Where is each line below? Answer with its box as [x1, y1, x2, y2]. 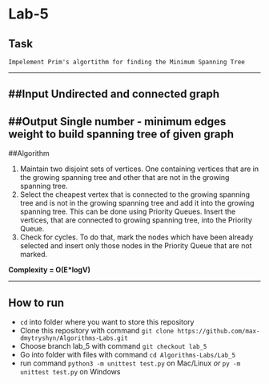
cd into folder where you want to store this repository [19, 317, 195, 327]
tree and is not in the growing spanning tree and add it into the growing [19, 198, 255, 208]
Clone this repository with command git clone [19, 326, 175, 336]
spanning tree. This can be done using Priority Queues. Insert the [19, 206, 236, 217]
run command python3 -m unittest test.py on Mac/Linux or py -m [19, 358, 241, 368]
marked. [19, 250, 48, 259]
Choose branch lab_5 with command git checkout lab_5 [19, 341, 207, 351]
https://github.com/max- [177, 327, 260, 336]
